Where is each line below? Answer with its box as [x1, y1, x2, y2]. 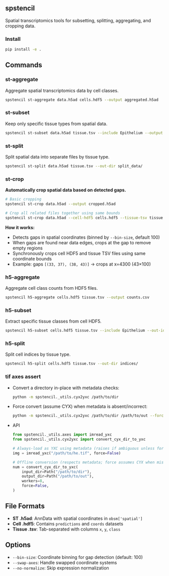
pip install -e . [5, 47, 42, 52]
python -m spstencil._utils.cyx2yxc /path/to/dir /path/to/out [12, 413, 148, 418]
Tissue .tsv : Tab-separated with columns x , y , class [12, 526, 121, 532]
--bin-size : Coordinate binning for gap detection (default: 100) [12, 554, 143, 560]
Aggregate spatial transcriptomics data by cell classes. [5, 87, 119, 93]
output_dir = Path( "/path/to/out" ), [22, 474, 94, 479]
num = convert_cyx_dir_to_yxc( [12, 464, 78, 469]
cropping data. [5, 23, 36, 29]
